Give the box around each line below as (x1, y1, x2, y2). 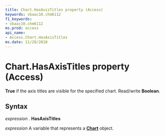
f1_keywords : (5, 16, 32, 21)
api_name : (5, 30, 26, 35)
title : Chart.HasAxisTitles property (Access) (5, 7, 103, 12)
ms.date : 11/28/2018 (5, 40, 48, 45)
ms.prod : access (5, 26, 39, 31)
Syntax (5, 102, 28, 111)
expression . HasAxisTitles (5, 115, 61, 122)
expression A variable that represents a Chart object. (5, 125, 114, 131)
